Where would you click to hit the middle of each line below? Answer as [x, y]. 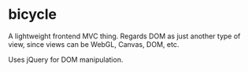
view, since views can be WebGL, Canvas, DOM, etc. [94, 44]
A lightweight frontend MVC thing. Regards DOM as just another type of [124, 36]
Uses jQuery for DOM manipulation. [66, 59]
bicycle [33, 14]
